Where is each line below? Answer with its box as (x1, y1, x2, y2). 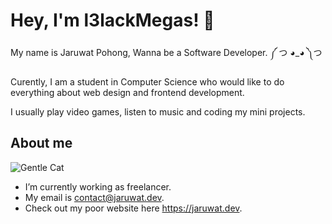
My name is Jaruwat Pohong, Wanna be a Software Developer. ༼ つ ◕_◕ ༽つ (10, 46, 323, 58)
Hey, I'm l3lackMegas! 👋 (10, 9, 215, 32)
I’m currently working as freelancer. (24, 180, 172, 193)
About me (10, 135, 73, 152)
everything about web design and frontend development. (10, 86, 245, 98)
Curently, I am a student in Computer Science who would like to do (10, 75, 285, 88)
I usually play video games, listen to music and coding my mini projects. (10, 105, 306, 118)
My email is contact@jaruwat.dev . (24, 191, 165, 203)
